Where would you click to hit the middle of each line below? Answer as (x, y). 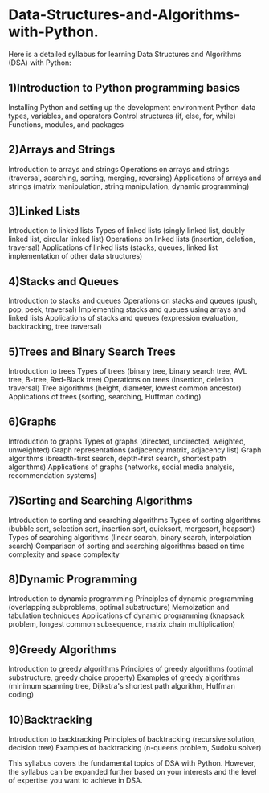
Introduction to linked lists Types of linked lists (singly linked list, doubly (126, 231)
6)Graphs (33, 422)
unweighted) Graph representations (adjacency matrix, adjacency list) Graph (135, 450)
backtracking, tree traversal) (55, 326)
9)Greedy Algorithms (63, 650)
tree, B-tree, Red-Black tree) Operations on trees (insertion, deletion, (122, 380)
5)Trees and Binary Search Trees (92, 352)
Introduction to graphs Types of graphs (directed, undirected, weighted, (127, 441)
